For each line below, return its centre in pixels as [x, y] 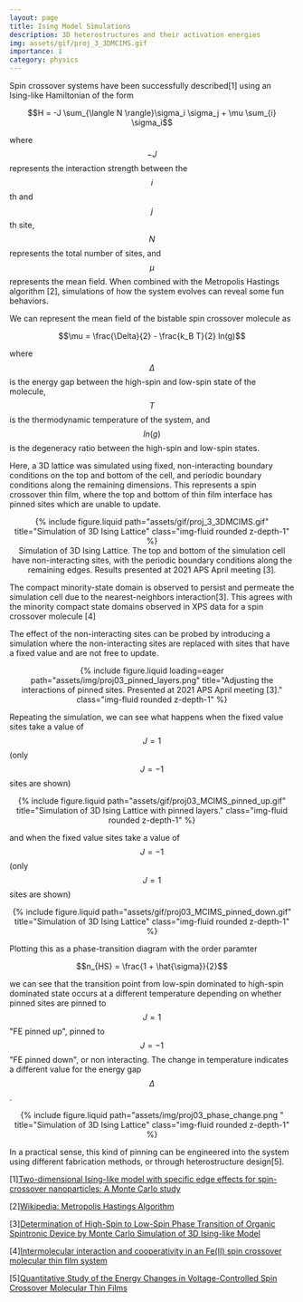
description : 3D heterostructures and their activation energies [135, 34]
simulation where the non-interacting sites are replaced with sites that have [150, 643]
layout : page [34, 18]
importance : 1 [36, 52]
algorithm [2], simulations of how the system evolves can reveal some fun [147, 291]
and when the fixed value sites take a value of [95, 838]
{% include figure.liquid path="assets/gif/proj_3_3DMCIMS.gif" [152, 521]
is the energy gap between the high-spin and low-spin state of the [133, 382]
